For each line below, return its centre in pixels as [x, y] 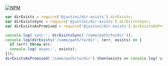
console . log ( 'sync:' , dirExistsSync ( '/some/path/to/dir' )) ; [69, 35]
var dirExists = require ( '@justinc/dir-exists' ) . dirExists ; [69, 17]
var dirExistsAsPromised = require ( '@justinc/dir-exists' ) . [69, 26]
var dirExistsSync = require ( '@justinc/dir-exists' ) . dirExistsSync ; [78, 21]
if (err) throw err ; [31, 44]
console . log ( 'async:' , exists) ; [43, 49]
